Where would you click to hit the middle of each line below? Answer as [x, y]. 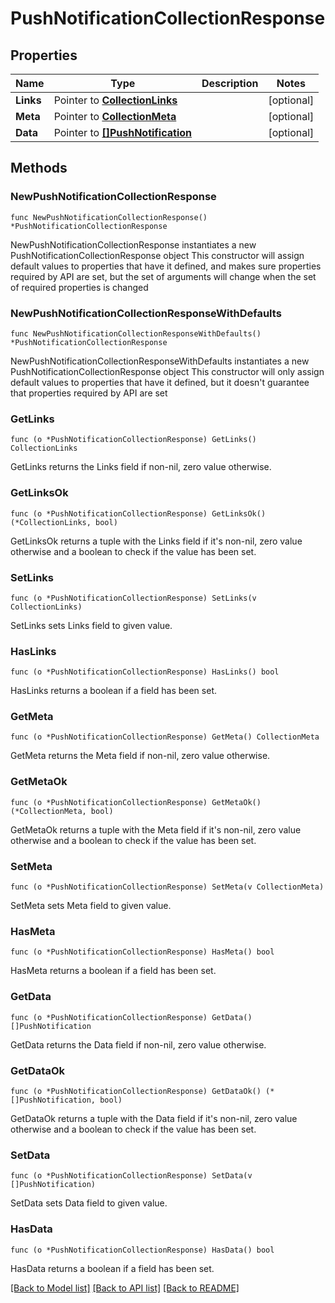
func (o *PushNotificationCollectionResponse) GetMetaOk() [136, 802]
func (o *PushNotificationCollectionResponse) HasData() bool [142, 1250]
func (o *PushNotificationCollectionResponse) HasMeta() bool [142, 952]
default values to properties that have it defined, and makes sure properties [166, 266]
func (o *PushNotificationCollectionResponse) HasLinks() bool [145, 672]
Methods [39, 168]
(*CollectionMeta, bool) [62, 811]
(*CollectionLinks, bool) [64, 522]
